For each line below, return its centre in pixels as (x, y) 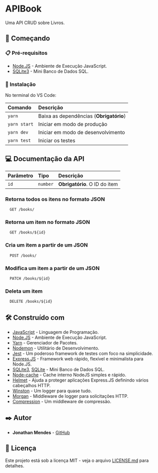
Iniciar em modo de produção (73, 124)
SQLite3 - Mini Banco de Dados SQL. (50, 71)
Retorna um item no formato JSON (47, 222)
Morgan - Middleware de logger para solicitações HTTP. (70, 396)
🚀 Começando (27, 38)
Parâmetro (20, 175)
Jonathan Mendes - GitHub (41, 432)
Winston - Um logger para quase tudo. (52, 391)
